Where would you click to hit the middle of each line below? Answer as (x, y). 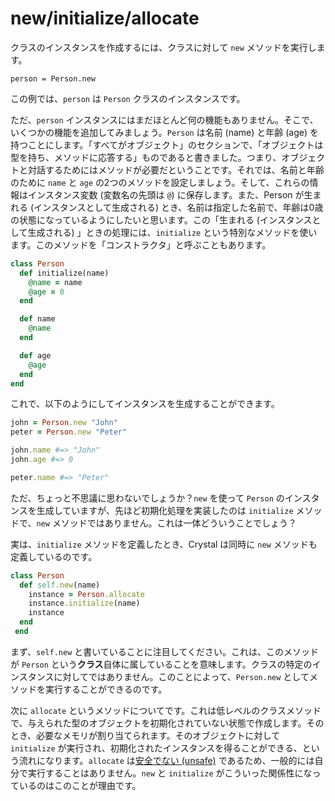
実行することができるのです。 (106, 689)
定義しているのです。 (54, 556)
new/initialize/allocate (105, 18)
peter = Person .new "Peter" (69, 432)
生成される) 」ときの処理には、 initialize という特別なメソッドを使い (172, 232)
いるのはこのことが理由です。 (80, 785)
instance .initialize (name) (84, 603)
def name (37, 319)
